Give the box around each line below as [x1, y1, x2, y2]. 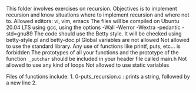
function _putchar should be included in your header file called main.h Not [6, 56, 187, 62]
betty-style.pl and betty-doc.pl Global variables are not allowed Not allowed [6, 37, 190, 43]
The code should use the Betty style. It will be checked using [34, 30, 182, 37]
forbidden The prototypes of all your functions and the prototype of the [6, 49, 179, 56]
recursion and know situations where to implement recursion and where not [6, 11, 190, 18]
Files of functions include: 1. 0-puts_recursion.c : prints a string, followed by [6, 73, 190, 80]
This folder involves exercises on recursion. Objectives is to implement [6, 5, 178, 12]
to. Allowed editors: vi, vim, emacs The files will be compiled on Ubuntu [6, 18, 180, 24]
